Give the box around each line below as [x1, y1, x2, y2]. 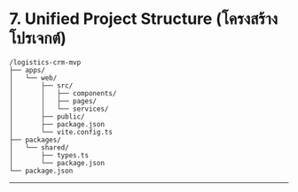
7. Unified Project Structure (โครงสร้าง [9, 9, 278, 29]
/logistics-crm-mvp [9, 58, 82, 66]
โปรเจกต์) [9, 28, 67, 49]
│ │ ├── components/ [9, 88, 117, 97]
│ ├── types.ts [9, 150, 90, 159]
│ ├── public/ [9, 111, 86, 121]
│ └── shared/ [9, 142, 69, 152]
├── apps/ [9, 65, 46, 74]
